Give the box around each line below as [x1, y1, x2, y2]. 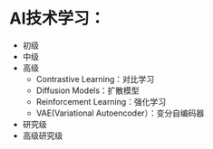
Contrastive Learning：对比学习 [35, 73, 155, 84]
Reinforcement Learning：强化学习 [35, 96, 166, 107]
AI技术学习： [9, 8, 106, 29]
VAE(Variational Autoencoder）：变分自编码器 [35, 107, 205, 118]
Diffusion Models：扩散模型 [35, 85, 140, 96]
